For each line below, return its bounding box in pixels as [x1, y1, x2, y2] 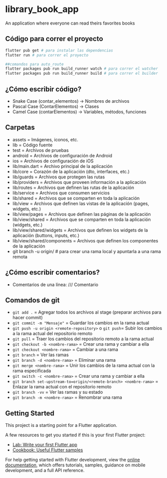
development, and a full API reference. [5, 467, 85, 473]
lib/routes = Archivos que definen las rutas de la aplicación [12, 184, 134, 190]
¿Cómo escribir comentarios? [5, 268, 100, 277]
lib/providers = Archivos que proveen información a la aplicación [12, 179, 146, 185]
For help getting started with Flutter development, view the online [5, 457, 140, 463]
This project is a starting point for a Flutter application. [5, 422, 117, 428]
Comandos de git [5, 296, 60, 304]
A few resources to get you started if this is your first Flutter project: [5, 432, 145, 438]
